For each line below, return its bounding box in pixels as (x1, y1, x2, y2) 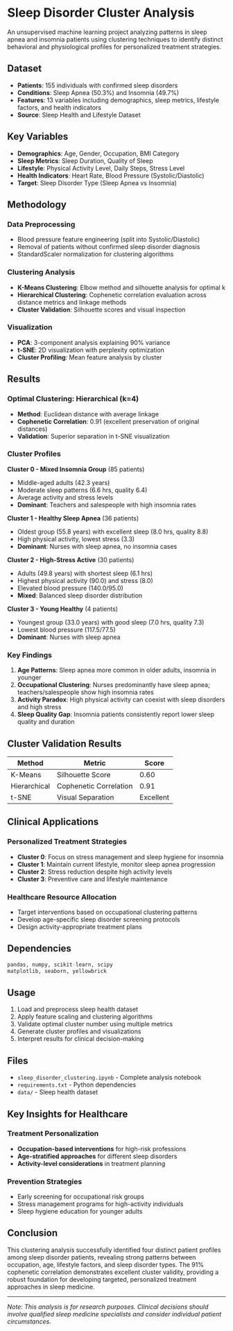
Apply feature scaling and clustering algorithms (17, 1012, 153, 1021)
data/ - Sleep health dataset (17, 1088, 98, 1096)
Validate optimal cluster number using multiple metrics (17, 1020, 173, 1028)
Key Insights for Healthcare (7, 1108, 128, 1120)
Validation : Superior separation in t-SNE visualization (17, 432, 170, 440)
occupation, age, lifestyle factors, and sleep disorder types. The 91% (7, 1260, 205, 1269)
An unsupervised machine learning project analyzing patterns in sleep (7, 28, 207, 36)
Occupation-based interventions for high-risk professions (17, 1144, 187, 1153)
